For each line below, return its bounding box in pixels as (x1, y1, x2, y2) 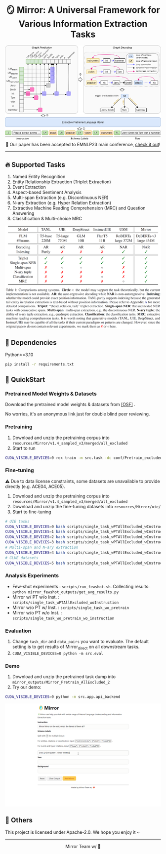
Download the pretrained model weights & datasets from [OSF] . (5, 402, 136, 407)
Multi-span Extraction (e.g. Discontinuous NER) (12, 195, 109, 201)
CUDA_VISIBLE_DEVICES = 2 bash (5, 534, 65, 539)
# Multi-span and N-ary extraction (5, 545, 79, 550)
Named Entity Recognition (12, 174, 66, 180)
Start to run (12, 445, 36, 451)
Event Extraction (12, 184, 46, 190)
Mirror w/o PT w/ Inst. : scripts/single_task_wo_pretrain (12, 604, 129, 610)
